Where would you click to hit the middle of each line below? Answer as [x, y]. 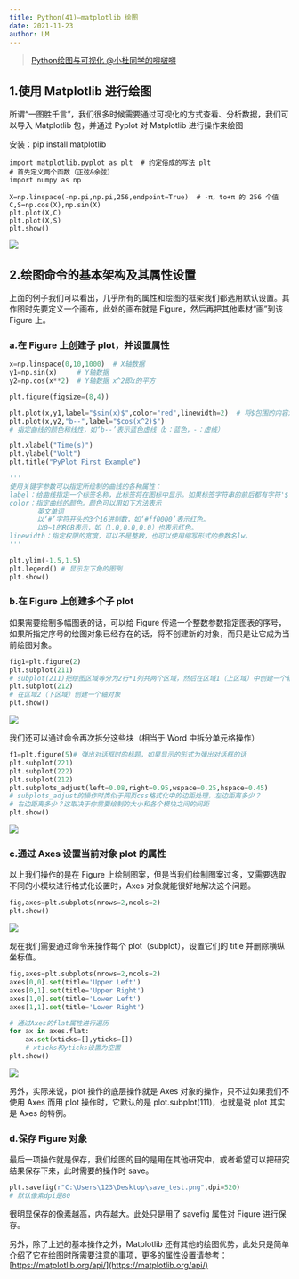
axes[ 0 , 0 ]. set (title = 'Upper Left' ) [75, 983]
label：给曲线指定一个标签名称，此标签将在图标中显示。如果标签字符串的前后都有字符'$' [151, 495]
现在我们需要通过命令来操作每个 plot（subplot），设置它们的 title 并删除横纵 [147, 946]
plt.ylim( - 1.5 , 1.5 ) [45, 560]
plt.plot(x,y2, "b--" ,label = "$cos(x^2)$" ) [87, 421]
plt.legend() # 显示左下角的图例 [66, 569]
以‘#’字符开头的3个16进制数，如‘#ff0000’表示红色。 [123, 520]
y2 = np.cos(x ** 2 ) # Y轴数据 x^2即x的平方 [82, 381]
